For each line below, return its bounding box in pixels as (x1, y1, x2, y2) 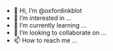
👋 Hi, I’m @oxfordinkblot (13, 7, 82, 14)
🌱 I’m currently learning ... (13, 21, 87, 29)
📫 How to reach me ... (13, 37, 77, 44)
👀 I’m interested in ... (13, 14, 72, 22)
